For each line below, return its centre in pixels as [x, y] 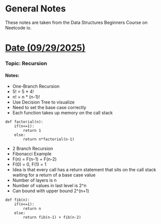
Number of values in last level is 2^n [49, 186]
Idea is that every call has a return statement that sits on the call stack [84, 170]
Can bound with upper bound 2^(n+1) [51, 191]
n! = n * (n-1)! [26, 97]
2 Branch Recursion [33, 149]
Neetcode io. [18, 27]
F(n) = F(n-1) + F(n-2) [34, 159]
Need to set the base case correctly [49, 108]
